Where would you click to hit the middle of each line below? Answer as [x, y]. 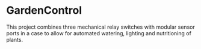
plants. [14, 39]
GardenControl [44, 10]
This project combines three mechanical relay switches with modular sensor [101, 27]
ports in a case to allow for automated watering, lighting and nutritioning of [99, 33]
